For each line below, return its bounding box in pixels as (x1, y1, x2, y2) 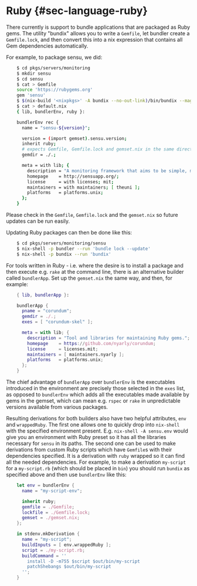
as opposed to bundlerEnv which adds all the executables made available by (6, 391, 189, 398)
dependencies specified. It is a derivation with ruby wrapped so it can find (6, 453, 185, 460)
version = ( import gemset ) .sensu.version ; (21, 135, 127, 142)
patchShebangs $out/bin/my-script (27, 564, 111, 570)
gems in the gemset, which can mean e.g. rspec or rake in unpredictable (6, 397, 181, 404)
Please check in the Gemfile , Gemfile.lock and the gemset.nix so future (6, 212, 178, 219)
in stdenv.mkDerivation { (16, 531, 80, 537)
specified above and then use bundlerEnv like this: (6, 471, 127, 478)
